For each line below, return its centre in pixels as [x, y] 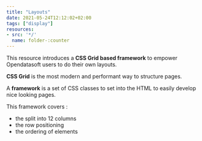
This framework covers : [37, 107]
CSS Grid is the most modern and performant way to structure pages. [94, 76]
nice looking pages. [31, 95]
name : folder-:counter [41, 40]
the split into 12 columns [46, 118]
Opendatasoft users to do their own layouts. [62, 64]
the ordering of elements [47, 131]
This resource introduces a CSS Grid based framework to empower [92, 58]
